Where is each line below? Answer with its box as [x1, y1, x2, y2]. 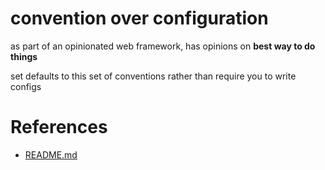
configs [10, 80, 42, 92]
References [10, 116, 108, 139]
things [10, 50, 38, 62]
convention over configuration [10, 7, 269, 30]
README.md [24, 148, 78, 161]
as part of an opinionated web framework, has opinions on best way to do [10, 40, 316, 52]
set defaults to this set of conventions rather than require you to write [10, 70, 297, 82]
